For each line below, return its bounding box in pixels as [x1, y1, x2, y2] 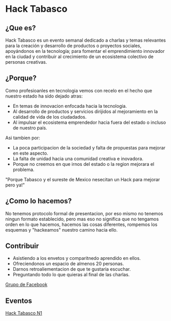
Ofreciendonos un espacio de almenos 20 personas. [12, 260, 124, 267]
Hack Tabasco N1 [5, 310, 43, 316]
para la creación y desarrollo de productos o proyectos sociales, [5, 43, 142, 49]
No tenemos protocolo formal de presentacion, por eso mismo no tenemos [5, 210, 163, 216]
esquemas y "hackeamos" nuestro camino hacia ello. [5, 226, 118, 233]
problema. [12, 166, 35, 173]
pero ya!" [5, 182, 25, 188]
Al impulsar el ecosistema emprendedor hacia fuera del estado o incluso [12, 119, 166, 125]
